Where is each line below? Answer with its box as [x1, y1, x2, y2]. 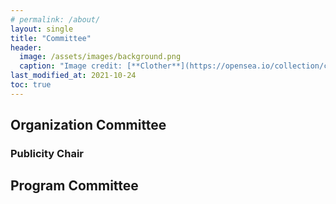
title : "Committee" [10, 33, 92, 43]
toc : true [10, 80, 52, 90]
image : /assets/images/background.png [19, 52, 182, 62]
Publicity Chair [10, 147, 84, 161]
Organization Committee [10, 117, 167, 134]
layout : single [10, 24, 74, 34]
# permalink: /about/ [10, 14, 101, 25]
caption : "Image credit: [19, 61, 123, 71]
